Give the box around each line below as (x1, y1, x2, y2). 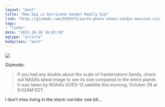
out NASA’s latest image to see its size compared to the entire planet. (17, 77, 157, 82)
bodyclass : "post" (5, 39, 43, 44)
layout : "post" (5, 7, 36, 12)
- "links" (5, 26, 26, 30)
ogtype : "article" (5, 35, 43, 40)
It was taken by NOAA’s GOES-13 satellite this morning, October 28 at (17, 81, 158, 87)
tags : (5, 21, 16, 26)
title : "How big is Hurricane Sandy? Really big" (5, 12, 109, 17)
